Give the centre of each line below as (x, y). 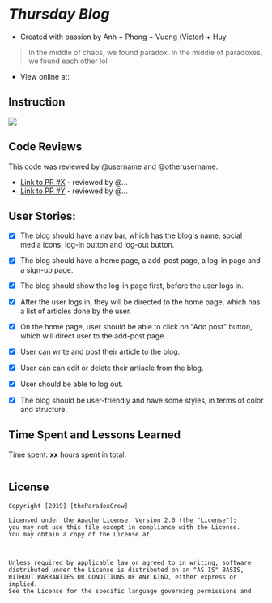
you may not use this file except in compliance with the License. (125, 527)
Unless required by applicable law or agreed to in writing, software (130, 562)
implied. (23, 584)
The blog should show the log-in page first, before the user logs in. (132, 286)
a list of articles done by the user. (76, 311)
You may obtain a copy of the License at (79, 534)
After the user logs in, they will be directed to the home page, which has (140, 302)
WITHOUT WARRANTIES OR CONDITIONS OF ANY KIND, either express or (123, 577)
